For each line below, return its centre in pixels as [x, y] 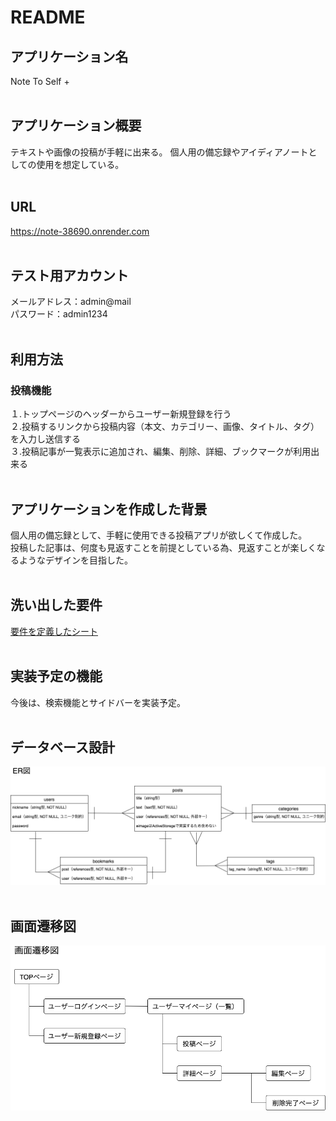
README [48, 17]
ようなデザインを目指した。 [75, 560]
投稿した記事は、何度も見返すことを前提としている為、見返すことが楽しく [163, 547]
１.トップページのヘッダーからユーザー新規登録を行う [121, 414]
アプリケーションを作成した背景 [109, 509]
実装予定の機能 [56, 676]
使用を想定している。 [80, 164]
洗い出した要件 [56, 605]
